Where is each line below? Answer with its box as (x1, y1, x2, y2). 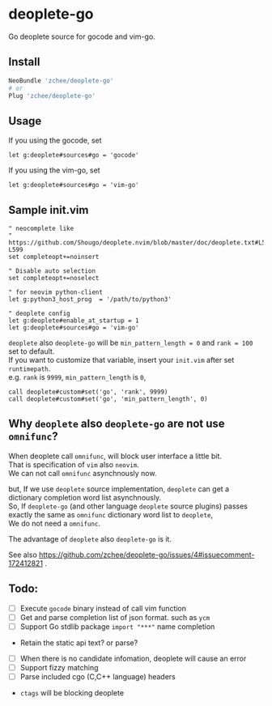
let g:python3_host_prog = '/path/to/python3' (8, 296, 172, 304)
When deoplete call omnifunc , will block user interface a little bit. (8, 451, 223, 461)
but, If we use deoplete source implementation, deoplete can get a (8, 483, 229, 494)
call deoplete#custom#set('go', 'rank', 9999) (8, 388, 168, 396)
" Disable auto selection (8, 267, 96, 275)
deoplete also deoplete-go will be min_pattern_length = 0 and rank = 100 (8, 338, 253, 347)
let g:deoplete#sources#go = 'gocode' (8, 151, 139, 159)
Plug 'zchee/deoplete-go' (8, 91, 96, 100)
